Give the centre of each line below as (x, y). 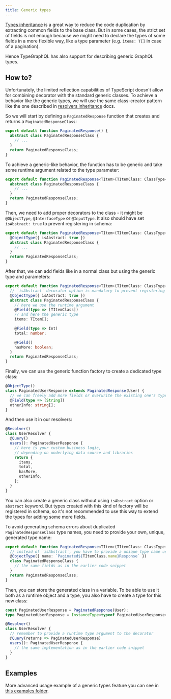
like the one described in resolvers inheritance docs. (60, 106)
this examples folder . (27, 691)
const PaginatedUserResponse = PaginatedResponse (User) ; (67, 610)
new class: (17, 600)
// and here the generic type (47, 315)
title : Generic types (28, 10)
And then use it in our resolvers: (39, 420)
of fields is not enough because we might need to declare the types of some (85, 35)
